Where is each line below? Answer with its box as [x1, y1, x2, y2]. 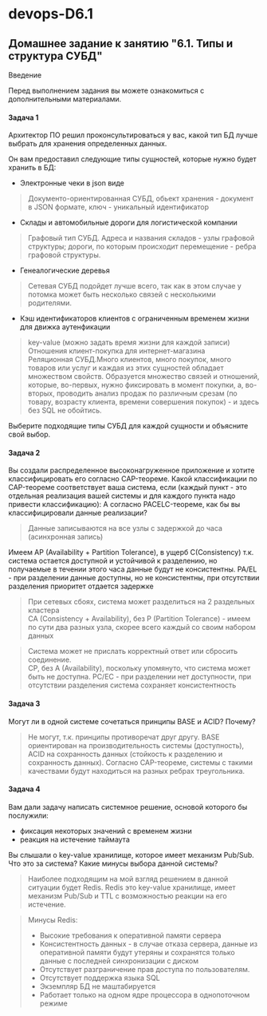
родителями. [27, 298, 72, 308]
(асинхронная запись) [27, 532, 104, 542]
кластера [27, 605, 60, 616]
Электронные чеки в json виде [19, 178, 125, 188]
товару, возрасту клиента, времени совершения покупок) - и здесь [27, 397, 259, 407]
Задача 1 [8, 113, 39, 122]
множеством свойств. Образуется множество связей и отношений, [27, 372, 260, 381]
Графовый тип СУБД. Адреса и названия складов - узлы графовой [27, 233, 255, 243]
